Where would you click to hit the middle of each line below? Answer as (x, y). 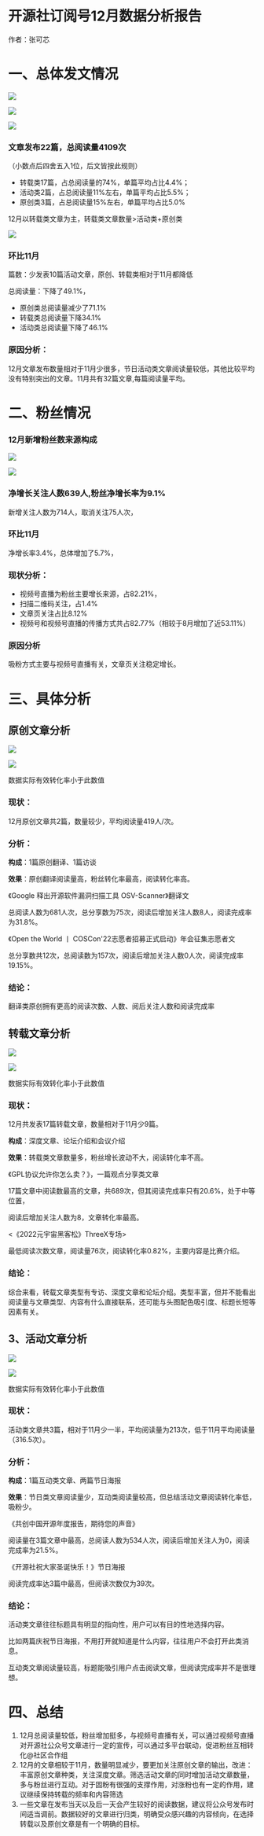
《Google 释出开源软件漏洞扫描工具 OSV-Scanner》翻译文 (99, 896)
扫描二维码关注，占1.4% (59, 604)
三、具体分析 (50, 699)
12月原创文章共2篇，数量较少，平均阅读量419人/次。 (93, 821)
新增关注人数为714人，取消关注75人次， (73, 512)
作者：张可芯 (29, 39)
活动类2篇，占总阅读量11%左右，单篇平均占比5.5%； (105, 193)
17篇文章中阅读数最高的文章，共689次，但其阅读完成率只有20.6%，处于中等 (132, 1191)
